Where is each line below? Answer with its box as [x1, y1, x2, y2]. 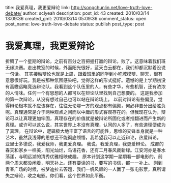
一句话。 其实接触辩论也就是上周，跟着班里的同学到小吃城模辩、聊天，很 [5, 71, 158, 77]
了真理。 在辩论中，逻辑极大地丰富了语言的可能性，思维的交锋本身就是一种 [5, 128, 163, 134]
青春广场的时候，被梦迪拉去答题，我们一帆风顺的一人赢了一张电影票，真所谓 [5, 166, 166, 172]
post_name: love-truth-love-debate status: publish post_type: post [5, 21, 145, 27]
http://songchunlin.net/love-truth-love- [71, 5, 153, 10]
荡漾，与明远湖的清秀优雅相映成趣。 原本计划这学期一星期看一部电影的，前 [5, 153, 163, 159]
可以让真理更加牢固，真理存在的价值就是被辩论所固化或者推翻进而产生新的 [9, 115, 166, 121]
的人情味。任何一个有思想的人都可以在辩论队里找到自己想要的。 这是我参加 [5, 89, 163, 96]
